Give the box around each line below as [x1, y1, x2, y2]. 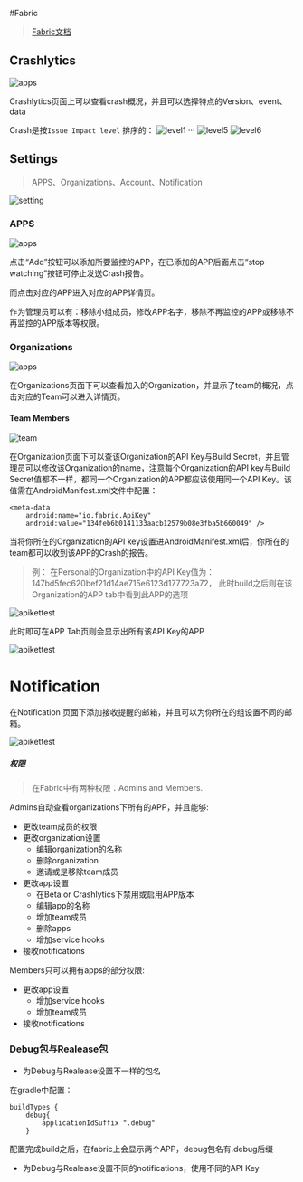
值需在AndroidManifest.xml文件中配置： [9, 485, 158, 496]
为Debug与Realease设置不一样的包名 [22, 1065, 161, 1076]
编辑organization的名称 [35, 844, 123, 854]
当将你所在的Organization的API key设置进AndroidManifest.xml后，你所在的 [9, 536, 289, 547]
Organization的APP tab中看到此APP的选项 [31, 589, 188, 600]
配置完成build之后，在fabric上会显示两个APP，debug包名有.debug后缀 [9, 1143, 274, 1154]
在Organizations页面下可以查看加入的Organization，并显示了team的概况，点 [9, 380, 294, 391]
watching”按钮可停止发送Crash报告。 [9, 267, 149, 279]
